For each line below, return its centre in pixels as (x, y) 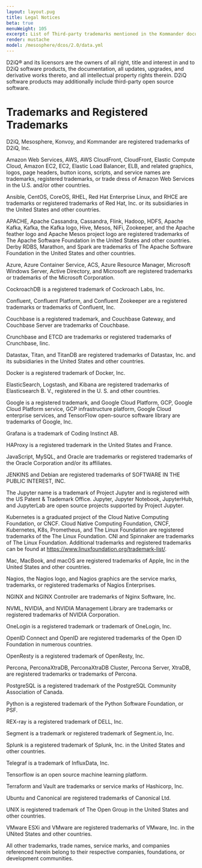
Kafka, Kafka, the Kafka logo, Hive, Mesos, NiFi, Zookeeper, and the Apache (101, 227)
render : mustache (28, 40)
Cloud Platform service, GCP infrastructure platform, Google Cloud (89, 408)
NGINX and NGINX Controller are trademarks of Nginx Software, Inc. (91, 596)
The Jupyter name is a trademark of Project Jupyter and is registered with (98, 493)
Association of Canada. (35, 692)
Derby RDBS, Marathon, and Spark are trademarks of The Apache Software (100, 246)
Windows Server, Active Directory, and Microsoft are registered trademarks (99, 271)
